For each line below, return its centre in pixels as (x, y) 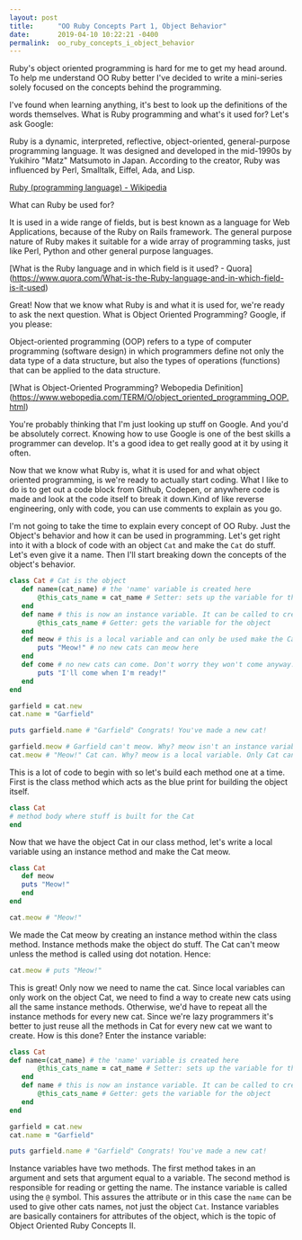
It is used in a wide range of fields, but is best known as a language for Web (150, 222)
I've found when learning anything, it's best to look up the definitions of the (148, 105)
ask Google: (31, 124)
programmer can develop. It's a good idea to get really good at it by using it (149, 444)
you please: (31, 324)
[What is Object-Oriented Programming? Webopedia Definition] (126, 388)
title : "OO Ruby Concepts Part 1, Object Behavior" (118, 26)
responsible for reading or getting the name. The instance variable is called (148, 1188)
